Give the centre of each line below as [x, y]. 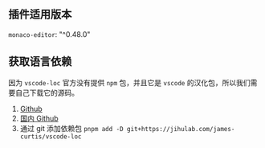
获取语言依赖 [40, 62]
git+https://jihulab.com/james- [181, 129]
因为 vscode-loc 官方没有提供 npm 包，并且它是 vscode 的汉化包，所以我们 [129, 82]
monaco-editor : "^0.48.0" [49, 34]
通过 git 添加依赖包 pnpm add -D [71, 128]
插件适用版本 [40, 14]
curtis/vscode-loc [51, 136]
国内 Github [39, 118]
